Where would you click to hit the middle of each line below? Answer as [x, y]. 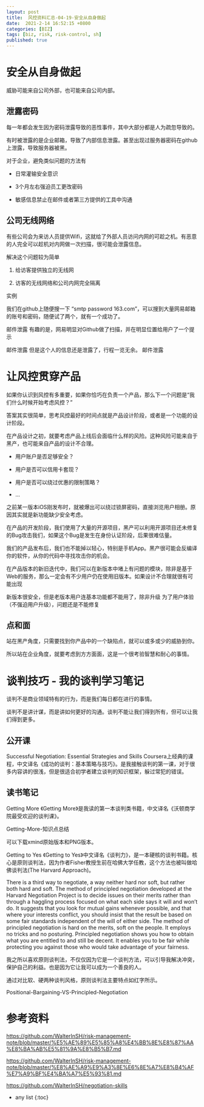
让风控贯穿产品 [44, 377]
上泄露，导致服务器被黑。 [38, 147]
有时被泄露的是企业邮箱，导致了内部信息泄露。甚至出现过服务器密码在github [102, 140]
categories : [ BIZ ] [29, 29]
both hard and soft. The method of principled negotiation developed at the [99, 888]
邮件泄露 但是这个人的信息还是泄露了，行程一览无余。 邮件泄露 [85, 350]
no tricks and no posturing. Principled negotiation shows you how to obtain [100, 934]
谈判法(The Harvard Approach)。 [53, 870]
